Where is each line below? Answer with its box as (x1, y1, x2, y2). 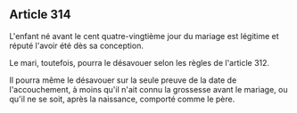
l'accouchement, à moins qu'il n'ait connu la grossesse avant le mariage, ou (9, 84, 288, 94)
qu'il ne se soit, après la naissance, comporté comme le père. (9, 93, 235, 104)
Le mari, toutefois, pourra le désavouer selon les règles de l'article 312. (9, 57, 270, 68)
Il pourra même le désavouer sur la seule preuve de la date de (9, 75, 237, 85)
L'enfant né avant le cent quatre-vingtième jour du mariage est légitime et (9, 30, 279, 41)
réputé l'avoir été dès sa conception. (9, 40, 144, 51)
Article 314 (9, 7, 71, 22)
